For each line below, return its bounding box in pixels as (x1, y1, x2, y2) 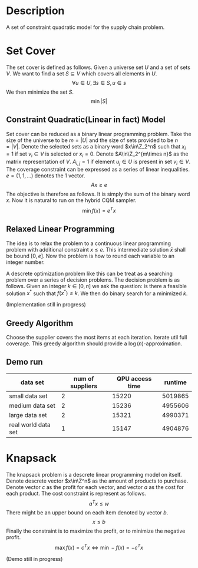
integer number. (6, 258, 45, 266)
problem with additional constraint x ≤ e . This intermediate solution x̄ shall (6, 246, 186, 253)
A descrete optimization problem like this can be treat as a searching (6, 270, 173, 277)
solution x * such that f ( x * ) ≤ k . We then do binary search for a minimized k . (6, 289, 188, 297)
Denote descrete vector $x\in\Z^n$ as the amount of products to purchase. (6, 477, 189, 484)
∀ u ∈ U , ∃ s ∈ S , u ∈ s (71, 79, 127, 86)
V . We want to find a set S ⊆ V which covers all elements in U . (6, 70, 157, 77)
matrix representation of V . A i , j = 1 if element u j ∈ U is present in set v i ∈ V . (6, 158, 190, 167)
